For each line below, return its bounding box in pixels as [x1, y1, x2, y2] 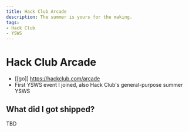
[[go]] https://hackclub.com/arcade [14, 75, 100, 82]
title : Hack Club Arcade [6, 8, 67, 15]
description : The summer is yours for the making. [6, 14, 133, 20]
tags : [6, 19, 19, 25]
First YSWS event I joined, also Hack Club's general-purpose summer [14, 82, 183, 89]
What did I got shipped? [6, 104, 95, 114]
